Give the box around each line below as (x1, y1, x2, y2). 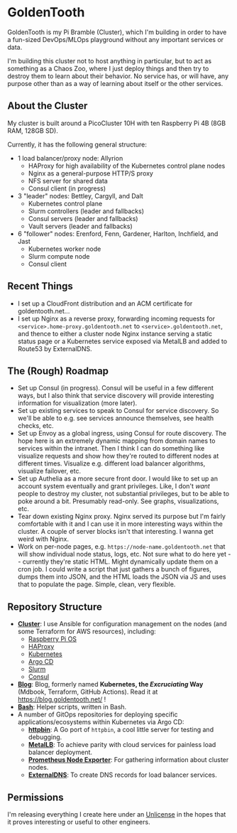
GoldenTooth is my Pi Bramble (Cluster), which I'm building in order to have (7, 28, 227, 36)
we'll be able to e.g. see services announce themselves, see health (17, 414, 214, 423)
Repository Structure (7, 601, 103, 613)
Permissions (7, 791, 64, 803)
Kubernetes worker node (28, 244, 101, 253)
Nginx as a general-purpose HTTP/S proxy (28, 168, 154, 178)
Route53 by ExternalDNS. (17, 344, 92, 353)
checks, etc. (17, 421, 54, 430)
